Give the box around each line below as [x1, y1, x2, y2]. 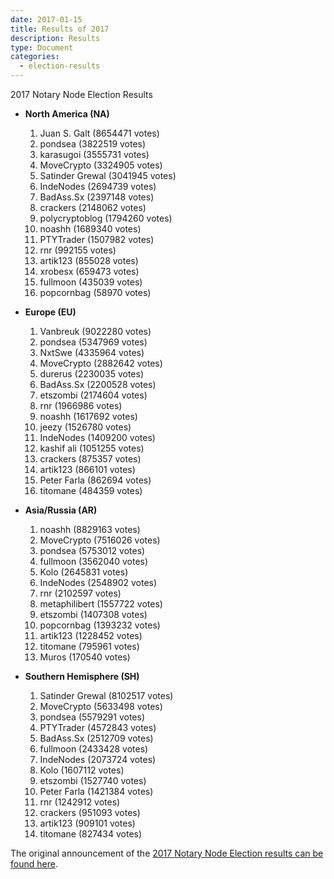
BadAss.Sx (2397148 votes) [39, 191, 155, 203]
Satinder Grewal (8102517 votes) [39, 690, 174, 701]
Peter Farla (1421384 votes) [39, 786, 154, 797]
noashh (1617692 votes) [39, 411, 138, 422]
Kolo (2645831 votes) [39, 566, 129, 578]
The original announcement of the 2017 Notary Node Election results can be [10, 847, 324, 859]
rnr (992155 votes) [39, 244, 117, 256]
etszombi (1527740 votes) [39, 775, 147, 786]
